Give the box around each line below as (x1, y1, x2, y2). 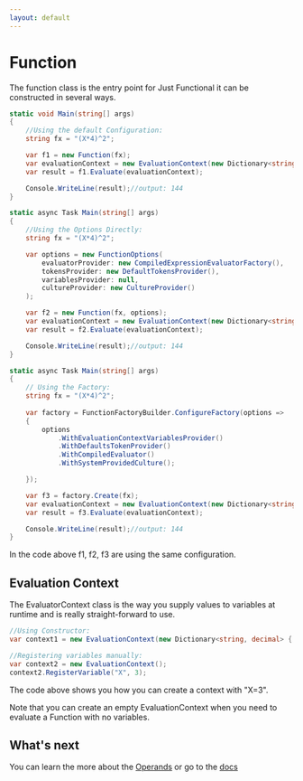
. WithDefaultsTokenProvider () (57, 442, 171, 451)
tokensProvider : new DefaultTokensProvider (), (41, 267, 220, 276)
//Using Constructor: (9, 626, 91, 635)
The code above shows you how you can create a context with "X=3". (9, 684, 269, 695)
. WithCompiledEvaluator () (57, 450, 155, 459)
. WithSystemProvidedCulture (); (57, 458, 176, 468)
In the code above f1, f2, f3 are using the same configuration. (9, 549, 236, 560)
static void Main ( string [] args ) (9, 109, 135, 118)
